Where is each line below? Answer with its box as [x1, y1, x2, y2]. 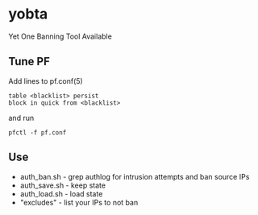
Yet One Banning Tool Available [8, 31, 113, 41]
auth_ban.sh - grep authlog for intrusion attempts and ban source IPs [19, 172, 250, 181]
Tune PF [8, 55, 51, 68]
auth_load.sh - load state [19, 188, 103, 198]
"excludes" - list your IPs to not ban [19, 197, 139, 207]
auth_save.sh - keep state [19, 180, 106, 190]
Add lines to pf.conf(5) [8, 76, 83, 85]
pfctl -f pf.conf [8, 128, 67, 137]
